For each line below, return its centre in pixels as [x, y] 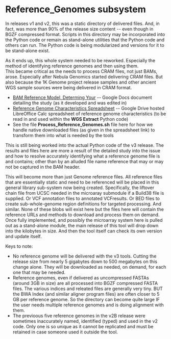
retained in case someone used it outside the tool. [65, 332]
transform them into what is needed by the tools [63, 135]
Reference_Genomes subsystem [76, 9]
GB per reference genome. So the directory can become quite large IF [86, 299]
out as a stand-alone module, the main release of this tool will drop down [82, 225]
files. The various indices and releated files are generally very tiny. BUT [88, 289]
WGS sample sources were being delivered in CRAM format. [69, 87]
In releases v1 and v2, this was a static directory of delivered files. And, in [82, 23]
